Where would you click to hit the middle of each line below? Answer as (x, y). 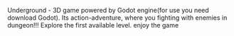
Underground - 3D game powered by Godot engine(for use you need (108, 10)
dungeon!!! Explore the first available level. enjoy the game (93, 25)
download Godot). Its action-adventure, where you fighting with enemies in (117, 18)
